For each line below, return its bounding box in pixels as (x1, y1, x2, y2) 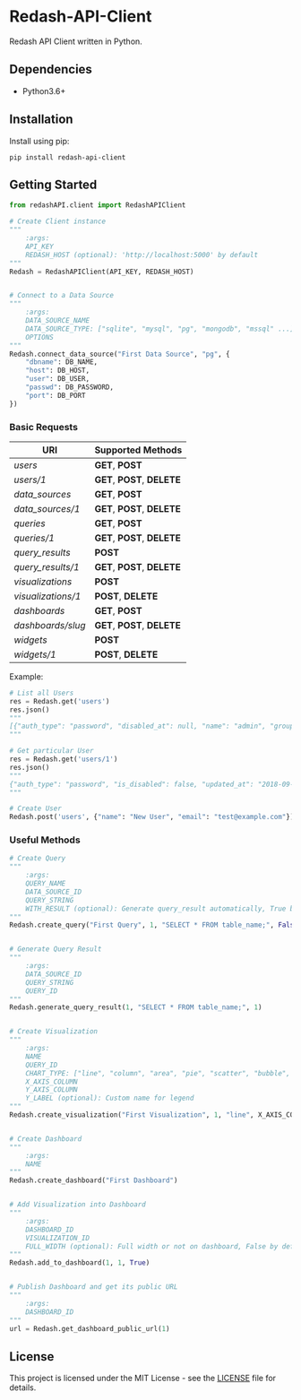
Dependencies (9, 62, 92, 77)
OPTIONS (25, 333, 54, 341)
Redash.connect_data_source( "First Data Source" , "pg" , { (9, 350, 230, 359)
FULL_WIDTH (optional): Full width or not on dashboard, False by (25, 1241, 279, 1251)
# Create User (9, 804, 63, 813)
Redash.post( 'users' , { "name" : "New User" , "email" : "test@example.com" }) (9, 813, 295, 822)
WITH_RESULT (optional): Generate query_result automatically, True (25, 903, 287, 913)
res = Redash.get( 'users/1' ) (9, 755, 118, 764)
